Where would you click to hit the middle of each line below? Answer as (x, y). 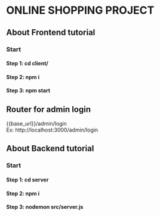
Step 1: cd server (27, 180)
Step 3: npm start (28, 90)
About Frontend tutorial (51, 32)
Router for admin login (49, 109)
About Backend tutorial (50, 148)
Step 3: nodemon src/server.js (45, 207)
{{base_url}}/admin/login (37, 124)
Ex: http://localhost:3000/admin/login (52, 130)
